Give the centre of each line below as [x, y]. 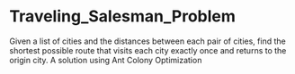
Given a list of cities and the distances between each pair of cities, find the [147, 41]
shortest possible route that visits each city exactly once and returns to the [148, 50]
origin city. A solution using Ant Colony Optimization [106, 60]
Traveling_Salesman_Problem [123, 16]
